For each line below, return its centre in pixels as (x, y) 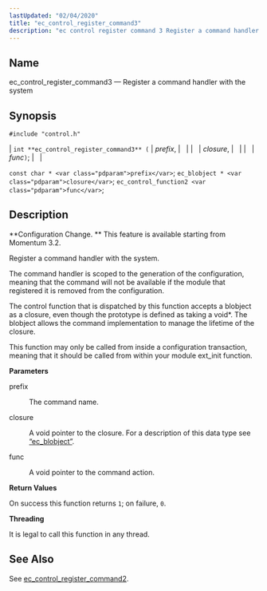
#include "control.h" (45, 134)
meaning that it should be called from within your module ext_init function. (131, 355)
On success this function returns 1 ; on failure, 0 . (88, 503)
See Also (31, 559)
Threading (27, 518)
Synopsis (33, 115)
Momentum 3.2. (35, 242)
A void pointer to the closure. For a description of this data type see (140, 433)
